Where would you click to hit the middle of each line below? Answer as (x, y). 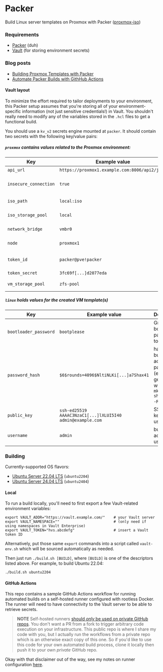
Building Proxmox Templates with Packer (53, 74)
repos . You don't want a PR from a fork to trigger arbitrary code (80, 624)
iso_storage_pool (27, 215)
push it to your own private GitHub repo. (57, 650)
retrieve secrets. (21, 610)
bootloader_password (31, 332)
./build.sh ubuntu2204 (28, 573)
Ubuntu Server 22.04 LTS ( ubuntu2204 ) (50, 476)
